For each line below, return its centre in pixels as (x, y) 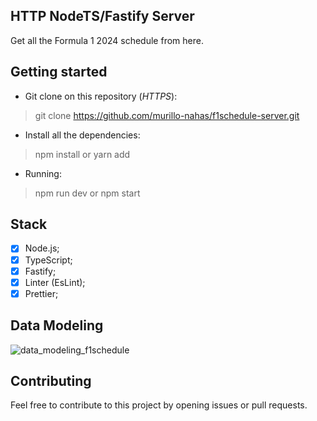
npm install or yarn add (82, 154)
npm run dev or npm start (87, 193)
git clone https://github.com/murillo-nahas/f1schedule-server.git (167, 115)
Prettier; (41, 293)
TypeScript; (48, 260)
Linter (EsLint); (55, 282)
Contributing (51, 380)
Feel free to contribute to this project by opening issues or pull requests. (159, 405)
